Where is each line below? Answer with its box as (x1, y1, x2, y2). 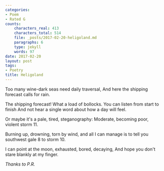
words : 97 (14, 49, 35, 54)
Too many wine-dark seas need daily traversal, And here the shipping (5, 86, 148, 92)
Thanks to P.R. (5, 161, 35, 167)
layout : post (5, 58, 32, 63)
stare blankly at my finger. (5, 151, 59, 157)
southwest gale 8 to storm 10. (5, 136, 66, 142)
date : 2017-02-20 (5, 53, 41, 59)
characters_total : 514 (14, 30, 61, 35)
